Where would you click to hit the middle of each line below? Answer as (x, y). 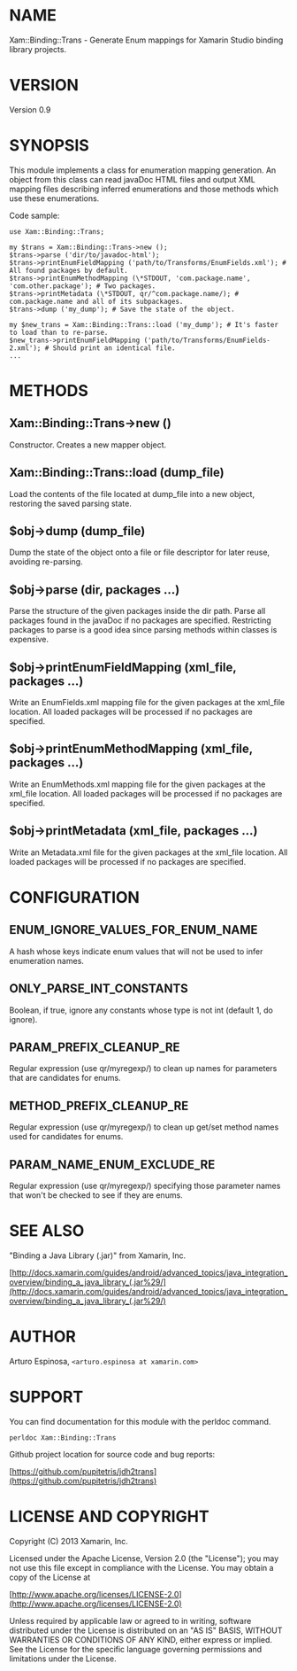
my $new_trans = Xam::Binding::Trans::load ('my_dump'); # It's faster (144, 324)
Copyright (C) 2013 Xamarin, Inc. (69, 1541)
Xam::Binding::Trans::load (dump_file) (117, 473)
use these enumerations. (54, 198)
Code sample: (34, 215)
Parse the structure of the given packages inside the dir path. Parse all (137, 611)
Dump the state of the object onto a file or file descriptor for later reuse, (140, 552)
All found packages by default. (69, 270)
